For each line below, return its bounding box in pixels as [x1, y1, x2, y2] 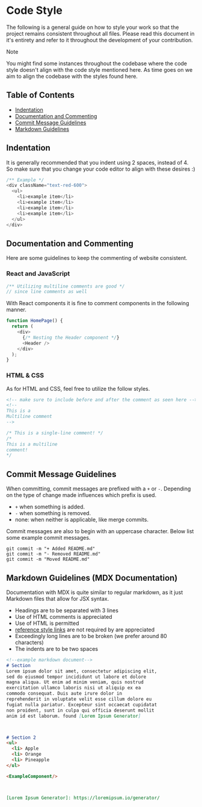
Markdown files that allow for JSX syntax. [6, 595, 109, 602]
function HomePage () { [6, 318, 63, 324]
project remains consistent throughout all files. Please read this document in [6, 30, 195, 37]
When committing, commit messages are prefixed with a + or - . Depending [6, 485, 191, 492]
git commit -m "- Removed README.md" [6, 551, 101, 557]
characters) [14, 639, 44, 646]
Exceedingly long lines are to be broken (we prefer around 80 [14, 632, 167, 639]
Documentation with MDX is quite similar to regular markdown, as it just [6, 589, 183, 596]
